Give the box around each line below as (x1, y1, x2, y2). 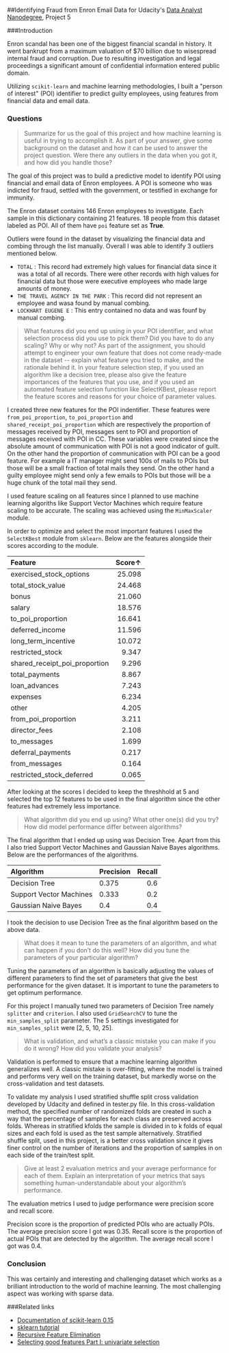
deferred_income (10, 625, 66, 635)
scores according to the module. (7, 542, 99, 550)
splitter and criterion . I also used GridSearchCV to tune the (7, 1009, 178, 1018)
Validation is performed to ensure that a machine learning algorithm (7, 1057, 197, 1066)
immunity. (7, 193, 35, 202)
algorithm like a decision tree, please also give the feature (23, 370, 187, 379)
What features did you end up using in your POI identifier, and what (23, 327, 213, 335)
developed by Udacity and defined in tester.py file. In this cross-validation (7, 1100, 215, 1108)
